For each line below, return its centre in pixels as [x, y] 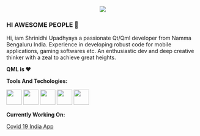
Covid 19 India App [30, 127]
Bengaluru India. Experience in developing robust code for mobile [89, 45]
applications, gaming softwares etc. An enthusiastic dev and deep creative [100, 51]
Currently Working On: [36, 115]
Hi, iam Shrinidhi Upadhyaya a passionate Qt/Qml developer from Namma [99, 38]
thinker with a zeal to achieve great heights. [61, 57]
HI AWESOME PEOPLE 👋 [43, 24]
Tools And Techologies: [37, 81]
